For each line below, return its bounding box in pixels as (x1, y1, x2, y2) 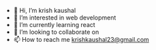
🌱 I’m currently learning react (13, 21, 95, 28)
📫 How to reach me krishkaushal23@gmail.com (13, 36, 150, 43)
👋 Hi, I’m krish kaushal (13, 7, 76, 14)
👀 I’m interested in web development (13, 14, 116, 22)
